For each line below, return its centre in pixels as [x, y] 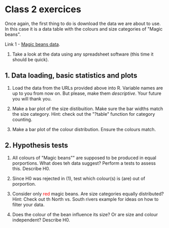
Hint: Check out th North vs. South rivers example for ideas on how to [85, 199]
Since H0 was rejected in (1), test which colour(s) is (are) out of [79, 178]
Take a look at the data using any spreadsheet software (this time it [83, 54]
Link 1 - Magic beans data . [32, 44]
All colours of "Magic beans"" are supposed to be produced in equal [84, 158]
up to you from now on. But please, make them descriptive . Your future [87, 93]
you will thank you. [32, 98]
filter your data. [28, 205]
